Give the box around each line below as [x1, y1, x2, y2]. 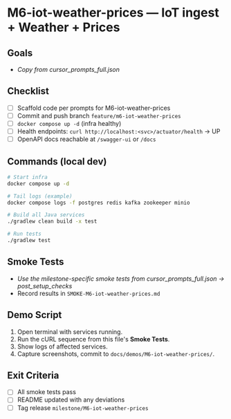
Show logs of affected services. [17, 342, 109, 351]
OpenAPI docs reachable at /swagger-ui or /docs [17, 135, 156, 143]
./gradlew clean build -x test [7, 218, 98, 225]
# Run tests [7, 230, 41, 238]
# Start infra [7, 174, 48, 180]
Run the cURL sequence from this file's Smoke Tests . [17, 335, 170, 343]
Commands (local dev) [7, 156, 107, 167]
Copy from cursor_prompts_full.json [17, 66, 120, 73]
